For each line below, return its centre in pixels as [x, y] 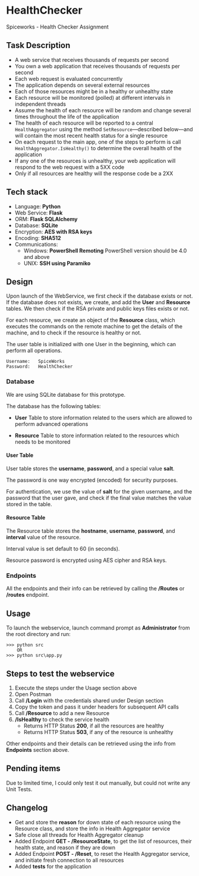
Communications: [36, 244]
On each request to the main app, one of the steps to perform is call [98, 142]
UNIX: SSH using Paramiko [57, 263]
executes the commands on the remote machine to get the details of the [94, 327]
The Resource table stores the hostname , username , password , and [91, 531]
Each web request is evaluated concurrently [69, 78]
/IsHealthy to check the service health [62, 720]
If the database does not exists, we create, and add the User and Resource [98, 302]
